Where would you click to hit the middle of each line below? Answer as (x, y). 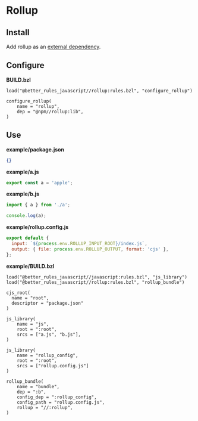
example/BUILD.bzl (30, 266)
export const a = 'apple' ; (40, 182)
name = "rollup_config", (48, 355)
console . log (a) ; (26, 216)
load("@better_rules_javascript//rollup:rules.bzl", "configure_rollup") (100, 91)
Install (18, 32)
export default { (28, 238)
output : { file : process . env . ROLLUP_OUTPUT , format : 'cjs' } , (90, 249)
